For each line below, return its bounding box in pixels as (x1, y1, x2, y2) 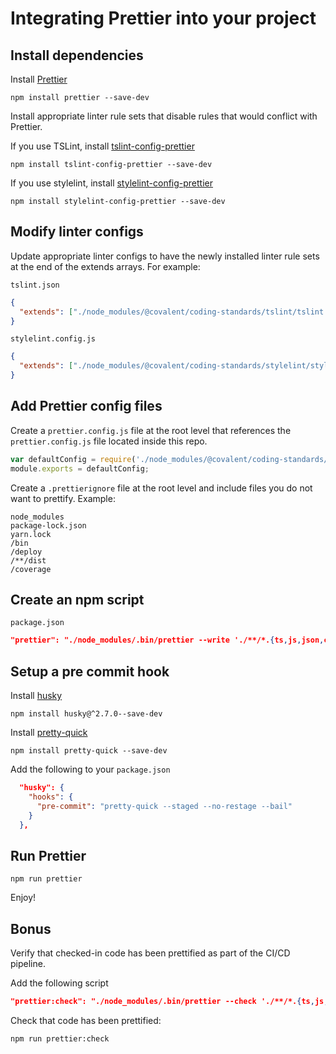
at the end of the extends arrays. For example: (10, 260, 201, 272)
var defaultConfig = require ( (10, 454, 137, 464)
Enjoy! (10, 892, 37, 904)
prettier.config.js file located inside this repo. (10, 435, 208, 447)
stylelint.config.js (10, 334, 97, 344)
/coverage (10, 564, 52, 574)
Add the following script (10, 977, 109, 989)
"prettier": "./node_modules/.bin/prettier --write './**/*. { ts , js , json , (10, 635, 325, 646)
